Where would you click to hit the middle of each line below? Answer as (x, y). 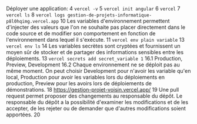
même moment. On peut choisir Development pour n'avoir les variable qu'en (98, 71)
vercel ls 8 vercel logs (36, 15)
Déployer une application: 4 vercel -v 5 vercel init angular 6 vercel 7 (93, 9)
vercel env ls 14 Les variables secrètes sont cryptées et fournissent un (93, 46)
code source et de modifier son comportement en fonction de (81, 33)
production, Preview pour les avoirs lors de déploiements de (79, 83)
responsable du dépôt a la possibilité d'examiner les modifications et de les (97, 102)
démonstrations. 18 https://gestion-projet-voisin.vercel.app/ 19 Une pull (93, 90)
